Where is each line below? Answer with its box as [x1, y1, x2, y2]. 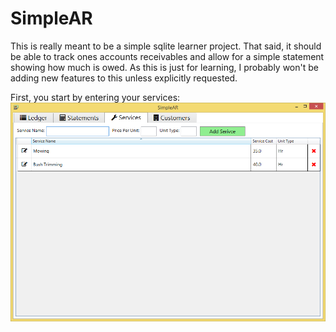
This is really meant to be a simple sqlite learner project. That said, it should [10, 40, 322, 52]
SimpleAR [10, 7, 93, 30]
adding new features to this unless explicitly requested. [10, 72, 238, 84]
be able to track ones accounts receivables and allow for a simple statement [10, 50, 325, 62]
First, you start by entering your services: [10, 91, 181, 103]
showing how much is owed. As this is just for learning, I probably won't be [10, 61, 319, 73]
